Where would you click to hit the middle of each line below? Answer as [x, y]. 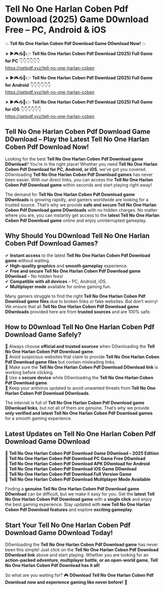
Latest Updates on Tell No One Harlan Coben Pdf [80, 434]
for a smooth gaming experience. [38, 418]
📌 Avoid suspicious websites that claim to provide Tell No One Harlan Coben [82, 357]
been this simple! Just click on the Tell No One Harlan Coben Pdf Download [82, 550]
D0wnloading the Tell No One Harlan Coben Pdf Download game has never [82, 544]
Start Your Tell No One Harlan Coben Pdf [68, 525]
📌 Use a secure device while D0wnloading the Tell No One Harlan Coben [79, 378]
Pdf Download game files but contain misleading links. [60, 362]
